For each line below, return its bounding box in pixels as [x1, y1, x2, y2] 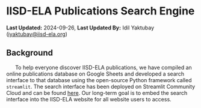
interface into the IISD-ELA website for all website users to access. [6, 95, 172, 103]
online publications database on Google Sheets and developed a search [6, 70, 185, 77]
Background [6, 48, 53, 58]
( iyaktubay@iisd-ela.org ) [6, 30, 68, 37]
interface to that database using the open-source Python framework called [6, 76, 192, 83]
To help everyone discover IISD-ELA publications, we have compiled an [14, 64, 193, 71]
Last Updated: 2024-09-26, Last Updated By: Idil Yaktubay [6, 24, 155, 31]
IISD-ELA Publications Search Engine [6, 4, 195, 18]
